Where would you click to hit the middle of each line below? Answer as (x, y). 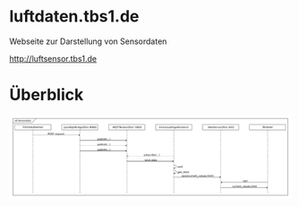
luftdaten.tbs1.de (74, 17)
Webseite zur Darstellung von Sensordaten (88, 41)
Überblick (47, 95)
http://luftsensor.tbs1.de (53, 58)
